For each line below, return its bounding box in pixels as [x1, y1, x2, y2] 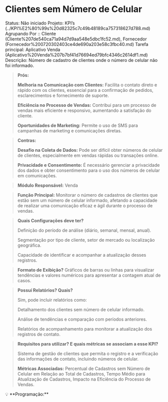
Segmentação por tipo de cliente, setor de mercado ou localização [17, 237, 155, 243]
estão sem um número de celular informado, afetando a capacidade [17, 197, 157, 203]
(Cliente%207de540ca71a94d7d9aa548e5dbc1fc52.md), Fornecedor [5, 36, 147, 42]
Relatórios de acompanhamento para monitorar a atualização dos [17, 326, 152, 332]
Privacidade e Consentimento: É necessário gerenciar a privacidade [17, 162, 160, 168]
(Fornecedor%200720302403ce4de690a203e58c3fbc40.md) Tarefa [5, 41, 148, 47]
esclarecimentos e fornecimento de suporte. [17, 92, 109, 98]
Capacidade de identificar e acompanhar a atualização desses [17, 252, 146, 258]
